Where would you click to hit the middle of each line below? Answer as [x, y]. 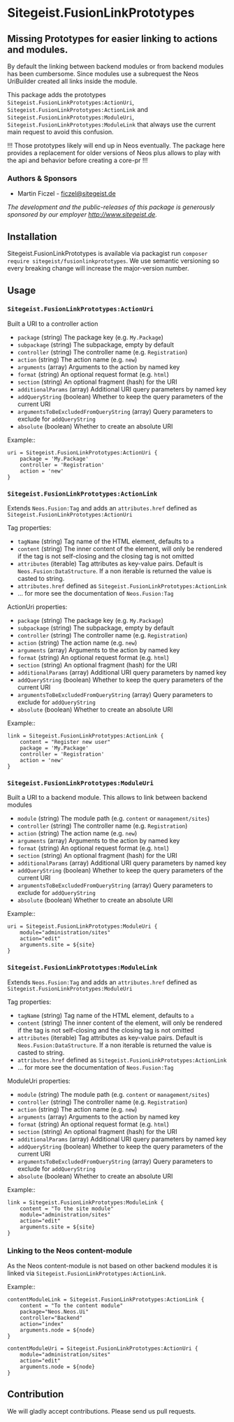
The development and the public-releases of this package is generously [111, 207]
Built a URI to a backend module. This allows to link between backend [107, 798]
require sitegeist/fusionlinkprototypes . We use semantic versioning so [114, 261]
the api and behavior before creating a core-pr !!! [78, 160]
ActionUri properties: [37, 607]
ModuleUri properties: [39, 1081]
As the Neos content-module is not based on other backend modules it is [112, 1265]
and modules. [38, 49]
